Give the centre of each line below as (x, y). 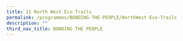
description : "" (27, 23)
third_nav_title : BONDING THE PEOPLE (55, 29)
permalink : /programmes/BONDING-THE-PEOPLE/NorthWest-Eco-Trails (91, 17)
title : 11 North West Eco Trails (49, 12)
